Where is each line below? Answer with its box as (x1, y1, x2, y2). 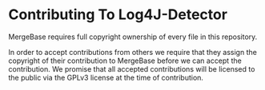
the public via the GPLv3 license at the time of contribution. (8, 72, 204, 82)
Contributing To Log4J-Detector (8, 6, 228, 24)
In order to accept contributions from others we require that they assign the (8, 47, 258, 57)
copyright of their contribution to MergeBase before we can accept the (8, 56, 242, 65)
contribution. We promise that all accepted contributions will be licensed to (8, 64, 255, 73)
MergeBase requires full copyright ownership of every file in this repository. (8, 32, 258, 41)
